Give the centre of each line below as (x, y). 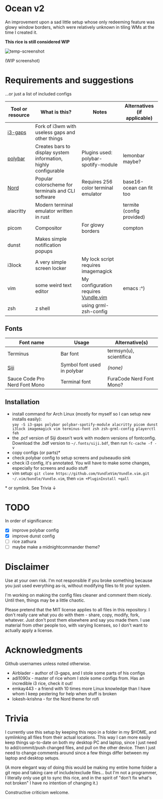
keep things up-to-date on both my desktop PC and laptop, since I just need (81, 742)
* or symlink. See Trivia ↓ (31, 488)
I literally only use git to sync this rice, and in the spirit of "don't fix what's (78, 778)
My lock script (98, 259)
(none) (115, 367)
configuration (97, 285)
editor (42, 291)
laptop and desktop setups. (32, 758)
